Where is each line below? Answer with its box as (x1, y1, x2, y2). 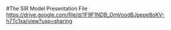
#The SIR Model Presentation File (6, 5, 88, 12)
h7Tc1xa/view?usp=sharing (6, 18, 73, 24)
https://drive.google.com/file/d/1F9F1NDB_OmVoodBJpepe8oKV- (6, 11, 164, 18)
